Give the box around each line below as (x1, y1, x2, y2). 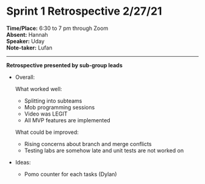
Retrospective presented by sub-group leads (6, 61, 123, 68)
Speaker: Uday (6, 37, 45, 45)
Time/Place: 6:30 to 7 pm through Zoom (6, 24, 109, 32)
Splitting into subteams (24, 97, 82, 105)
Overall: (15, 73, 35, 81)
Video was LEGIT (24, 110, 68, 117)
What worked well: (15, 85, 62, 92)
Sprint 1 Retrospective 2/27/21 (6, 4, 162, 18)
